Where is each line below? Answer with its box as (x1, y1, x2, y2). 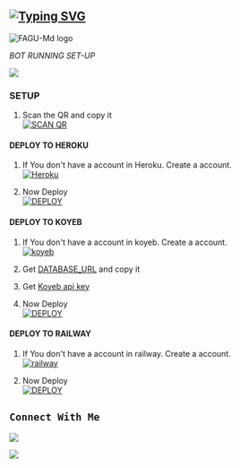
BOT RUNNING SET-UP (9, 50, 96, 61)
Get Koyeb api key (21, 281, 90, 291)
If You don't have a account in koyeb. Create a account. (21, 237, 227, 247)
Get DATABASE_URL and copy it (21, 264, 141, 274)
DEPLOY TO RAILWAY (9, 328, 92, 339)
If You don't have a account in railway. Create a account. (21, 348, 231, 359)
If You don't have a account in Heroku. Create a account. (21, 160, 233, 170)
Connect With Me (9, 411, 100, 424)
